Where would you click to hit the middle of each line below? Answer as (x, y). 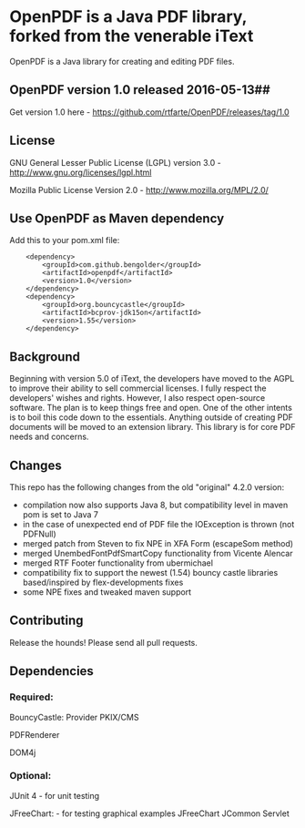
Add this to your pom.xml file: (65, 240)
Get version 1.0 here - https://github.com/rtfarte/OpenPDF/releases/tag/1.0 (149, 112)
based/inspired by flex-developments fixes (103, 582)
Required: (32, 697)
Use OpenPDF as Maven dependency (117, 218)
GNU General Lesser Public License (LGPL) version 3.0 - (115, 162)
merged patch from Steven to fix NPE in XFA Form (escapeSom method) (158, 543)
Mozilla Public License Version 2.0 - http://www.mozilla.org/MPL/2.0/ (139, 189)
